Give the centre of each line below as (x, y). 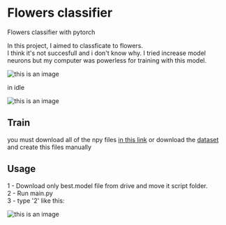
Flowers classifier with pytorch (51, 32)
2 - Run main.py (30, 193)
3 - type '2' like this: (36, 201)
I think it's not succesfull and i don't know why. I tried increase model (106, 53)
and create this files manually (50, 147)
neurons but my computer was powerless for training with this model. (107, 60)
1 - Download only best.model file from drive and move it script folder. (107, 185)
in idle (16, 87)
